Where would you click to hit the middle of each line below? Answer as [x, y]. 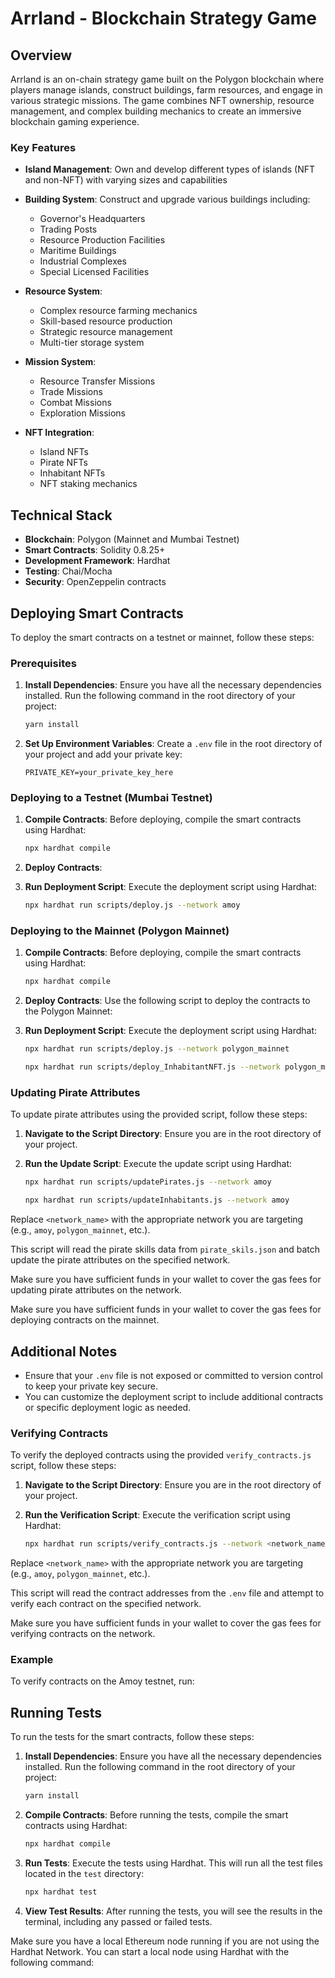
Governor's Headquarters [92, 219]
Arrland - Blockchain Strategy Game [164, 18]
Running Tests [56, 1712]
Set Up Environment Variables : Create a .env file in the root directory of [173, 744]
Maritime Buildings [78, 251]
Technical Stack [61, 515]
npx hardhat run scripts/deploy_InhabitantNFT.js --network [152, 1067]
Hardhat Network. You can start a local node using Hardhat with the [150, 1951]
